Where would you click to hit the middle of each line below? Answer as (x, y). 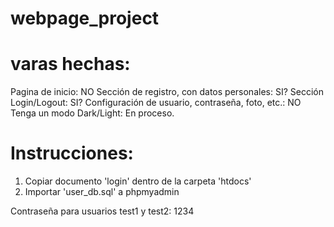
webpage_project (85, 18)
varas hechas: (70, 64)
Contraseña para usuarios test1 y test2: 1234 (102, 211)
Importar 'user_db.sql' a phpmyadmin (102, 192)
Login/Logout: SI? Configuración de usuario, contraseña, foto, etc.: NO (156, 103)
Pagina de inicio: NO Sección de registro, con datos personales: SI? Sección (167, 92)
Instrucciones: (72, 153)
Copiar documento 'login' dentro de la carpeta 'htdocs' (138, 181)
